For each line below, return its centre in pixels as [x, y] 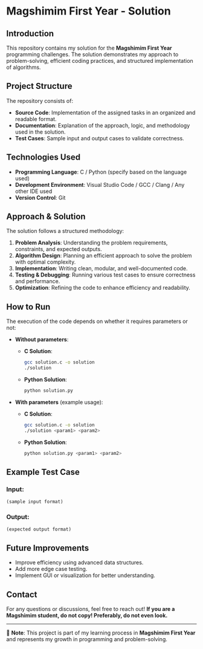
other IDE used [34, 191]
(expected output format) [39, 530]
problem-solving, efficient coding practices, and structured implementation [100, 61]
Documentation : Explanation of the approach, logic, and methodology [102, 125]
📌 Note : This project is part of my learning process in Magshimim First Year [101, 633]
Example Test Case [43, 472]
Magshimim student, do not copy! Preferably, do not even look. [87, 616]
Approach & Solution [46, 217]
